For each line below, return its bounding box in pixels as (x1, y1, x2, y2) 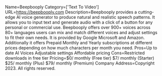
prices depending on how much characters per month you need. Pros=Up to (5, 45, 157, 51)
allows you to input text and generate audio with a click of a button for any (5, 19, 153, 25)
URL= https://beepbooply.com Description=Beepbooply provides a (5, 9, 137, 15)
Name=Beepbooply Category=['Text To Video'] (5, 4, 99, 10)
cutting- (137, 9, 154, 15)
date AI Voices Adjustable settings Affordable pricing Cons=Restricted (5, 50, 145, 56)
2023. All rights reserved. (5, 65, 56, 71)
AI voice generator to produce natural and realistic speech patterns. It (16, 14, 155, 20)
